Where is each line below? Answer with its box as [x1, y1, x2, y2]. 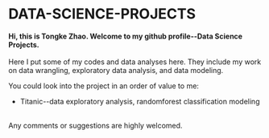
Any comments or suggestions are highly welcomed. [8, 120, 183, 130]
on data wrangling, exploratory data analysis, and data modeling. [8, 65, 224, 75]
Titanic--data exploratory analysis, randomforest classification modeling [19, 96, 260, 106]
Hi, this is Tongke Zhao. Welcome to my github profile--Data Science [8, 31, 243, 41]
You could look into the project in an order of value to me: [8, 81, 200, 91]
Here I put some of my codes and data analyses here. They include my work [8, 57, 262, 67]
